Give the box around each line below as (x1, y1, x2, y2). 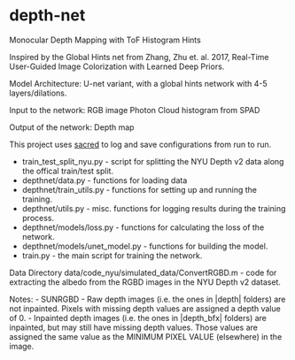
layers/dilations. (9, 88, 67, 98)
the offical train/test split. (21, 165, 113, 176)
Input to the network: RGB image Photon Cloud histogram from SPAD (9, 104, 260, 115)
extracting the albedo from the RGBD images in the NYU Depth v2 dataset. (9, 276, 282, 287)
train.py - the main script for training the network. (21, 249, 203, 261)
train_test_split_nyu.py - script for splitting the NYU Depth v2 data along (21, 156, 284, 166)
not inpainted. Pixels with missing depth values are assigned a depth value (9, 303, 281, 314)
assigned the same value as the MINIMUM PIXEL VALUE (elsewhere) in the (9, 331, 283, 341)
